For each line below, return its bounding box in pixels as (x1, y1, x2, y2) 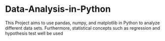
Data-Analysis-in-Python (5, 3, 111, 15)
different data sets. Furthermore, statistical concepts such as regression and (5, 25, 160, 31)
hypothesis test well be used (5, 30, 63, 36)
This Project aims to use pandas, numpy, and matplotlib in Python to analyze (5, 20, 160, 26)
